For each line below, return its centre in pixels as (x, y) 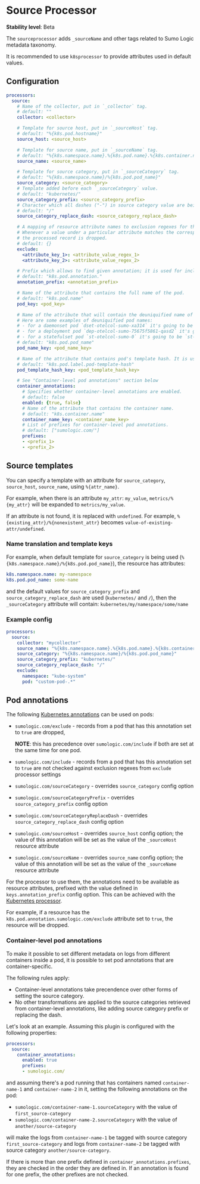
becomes (112, 522)
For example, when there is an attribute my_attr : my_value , (77, 498)
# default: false (43, 397)
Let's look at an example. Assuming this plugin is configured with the (90, 1026)
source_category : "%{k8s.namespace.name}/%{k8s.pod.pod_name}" (97, 654)
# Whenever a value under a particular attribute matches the (96, 233)
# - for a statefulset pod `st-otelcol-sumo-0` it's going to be (100, 337)
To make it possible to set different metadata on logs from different (88, 953)
